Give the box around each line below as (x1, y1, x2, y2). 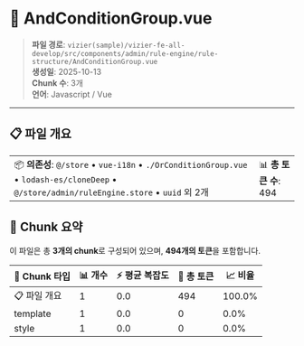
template (14, 307, 52, 320)
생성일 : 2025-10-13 (31, 66, 102, 77)
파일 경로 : (31, 39, 66, 50)
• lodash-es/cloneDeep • (14, 173, 118, 185)
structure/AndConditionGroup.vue (31, 57, 158, 66)
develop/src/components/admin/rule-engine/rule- (31, 49, 219, 58)
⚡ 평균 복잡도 (116, 268, 169, 281)
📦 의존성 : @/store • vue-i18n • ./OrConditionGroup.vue (14, 158, 248, 171)
